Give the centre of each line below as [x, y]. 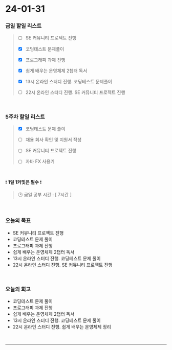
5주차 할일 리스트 [25, 116]
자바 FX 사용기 [40, 161]
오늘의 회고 [18, 289]
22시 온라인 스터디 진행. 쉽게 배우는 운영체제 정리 [62, 327]
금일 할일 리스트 [24, 26]
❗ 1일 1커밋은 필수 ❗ [24, 182]
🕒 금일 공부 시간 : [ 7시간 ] [45, 195]
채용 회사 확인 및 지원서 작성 [53, 140]
